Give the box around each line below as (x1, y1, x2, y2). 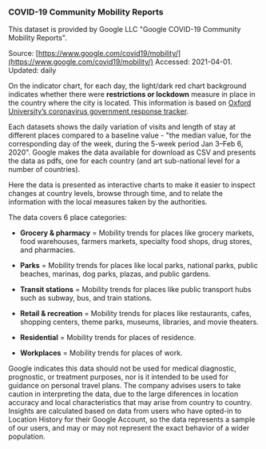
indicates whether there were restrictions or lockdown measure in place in (8, 90, 256, 99)
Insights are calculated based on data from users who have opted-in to (8, 407, 242, 416)
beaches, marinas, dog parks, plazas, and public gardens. (19, 269, 211, 279)
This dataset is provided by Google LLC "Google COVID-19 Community (8, 25, 241, 34)
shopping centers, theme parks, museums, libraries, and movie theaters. (19, 317, 259, 327)
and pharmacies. (19, 245, 76, 255)
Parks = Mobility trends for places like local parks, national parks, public (19, 261, 258, 271)
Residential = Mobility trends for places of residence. (19, 333, 197, 343)
